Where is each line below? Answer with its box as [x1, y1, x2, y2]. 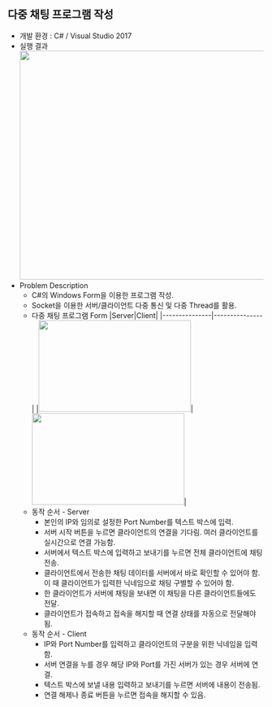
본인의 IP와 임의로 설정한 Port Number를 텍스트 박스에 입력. [43, 517, 234, 526]
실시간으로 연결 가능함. [43, 537, 116, 547]
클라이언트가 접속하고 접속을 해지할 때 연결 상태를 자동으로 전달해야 [43, 609, 257, 618]
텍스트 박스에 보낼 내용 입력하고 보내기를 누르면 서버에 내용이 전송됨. [43, 679, 261, 689]
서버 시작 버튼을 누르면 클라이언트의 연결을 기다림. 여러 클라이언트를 [43, 527, 259, 537]
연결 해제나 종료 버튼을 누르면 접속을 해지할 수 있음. [43, 690, 206, 700]
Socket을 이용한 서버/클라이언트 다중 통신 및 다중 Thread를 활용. [31, 300, 237, 310]
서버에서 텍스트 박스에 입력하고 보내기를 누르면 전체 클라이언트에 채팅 [43, 548, 263, 557]
